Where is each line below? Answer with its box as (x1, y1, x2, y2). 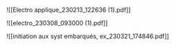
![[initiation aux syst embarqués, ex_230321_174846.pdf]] (6, 32, 169, 40)
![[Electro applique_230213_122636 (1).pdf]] (6, 6, 131, 14)
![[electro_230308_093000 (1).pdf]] (6, 19, 108, 27)
